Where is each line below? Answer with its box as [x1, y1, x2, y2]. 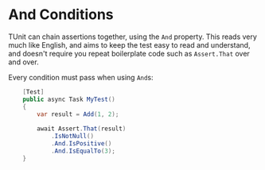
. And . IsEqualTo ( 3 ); [50, 147, 115, 155]
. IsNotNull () [50, 133, 94, 141]
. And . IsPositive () [50, 140, 112, 148]
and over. [8, 57, 39, 67]
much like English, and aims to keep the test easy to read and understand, [8, 40, 251, 49]
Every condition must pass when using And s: [8, 72, 154, 82]
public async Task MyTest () [22, 95, 115, 103]
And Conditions [8, 6, 114, 24]
